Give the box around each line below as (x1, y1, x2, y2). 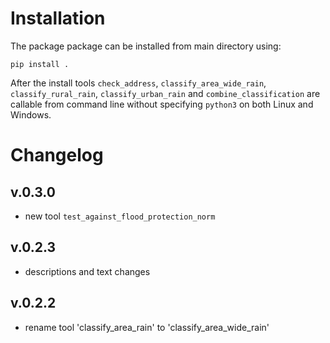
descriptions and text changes (24, 265, 151, 277)
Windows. (10, 108, 52, 121)
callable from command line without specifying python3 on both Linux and (10, 98, 314, 110)
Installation (10, 7, 106, 30)
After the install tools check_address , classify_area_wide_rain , (10, 77, 267, 89)
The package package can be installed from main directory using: (10, 40, 282, 52)
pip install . (10, 59, 70, 69)
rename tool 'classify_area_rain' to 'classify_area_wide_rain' (24, 321, 270, 333)
